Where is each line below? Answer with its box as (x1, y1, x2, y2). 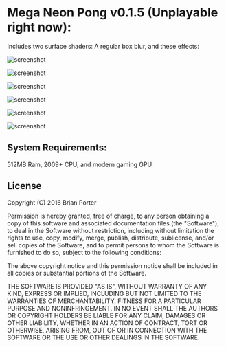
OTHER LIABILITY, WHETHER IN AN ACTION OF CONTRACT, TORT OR (7, 318, 207, 327)
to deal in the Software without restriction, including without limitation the (7, 226, 214, 234)
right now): (7, 19, 72, 35)
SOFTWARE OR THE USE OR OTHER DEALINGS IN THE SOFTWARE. (7, 333, 200, 342)
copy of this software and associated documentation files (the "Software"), (7, 219, 220, 227)
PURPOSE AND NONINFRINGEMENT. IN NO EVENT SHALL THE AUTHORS (7, 304, 218, 312)
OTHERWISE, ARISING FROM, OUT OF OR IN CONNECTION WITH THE (7, 326, 207, 334)
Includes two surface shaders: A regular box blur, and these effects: (7, 42, 199, 50)
